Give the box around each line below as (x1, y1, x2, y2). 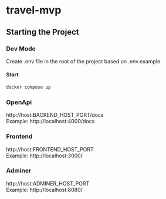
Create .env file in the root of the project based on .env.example (6, 58, 161, 65)
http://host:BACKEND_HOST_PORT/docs (6, 112, 104, 119)
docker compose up (6, 85, 51, 90)
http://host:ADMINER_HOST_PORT (6, 180, 90, 187)
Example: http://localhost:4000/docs (6, 118, 95, 125)
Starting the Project (6, 27, 79, 37)
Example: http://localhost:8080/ (6, 186, 83, 193)
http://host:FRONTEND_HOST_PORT (6, 146, 94, 153)
